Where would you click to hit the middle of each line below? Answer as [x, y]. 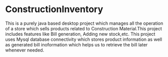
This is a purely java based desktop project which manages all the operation [84, 23]
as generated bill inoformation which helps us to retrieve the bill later [76, 44]
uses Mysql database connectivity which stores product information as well [84, 39]
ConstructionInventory [54, 9]
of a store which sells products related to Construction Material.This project [84, 28]
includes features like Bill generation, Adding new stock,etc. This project [80, 34]
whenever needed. [25, 50]
